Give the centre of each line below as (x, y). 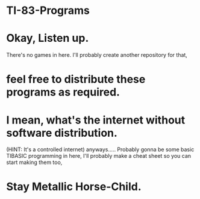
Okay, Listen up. (48, 38)
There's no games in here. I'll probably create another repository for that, (97, 55)
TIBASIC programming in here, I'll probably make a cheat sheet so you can (99, 156)
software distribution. (62, 133)
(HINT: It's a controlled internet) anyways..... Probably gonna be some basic (100, 149)
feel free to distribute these (76, 80)
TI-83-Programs (48, 11)
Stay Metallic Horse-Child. (74, 187)
